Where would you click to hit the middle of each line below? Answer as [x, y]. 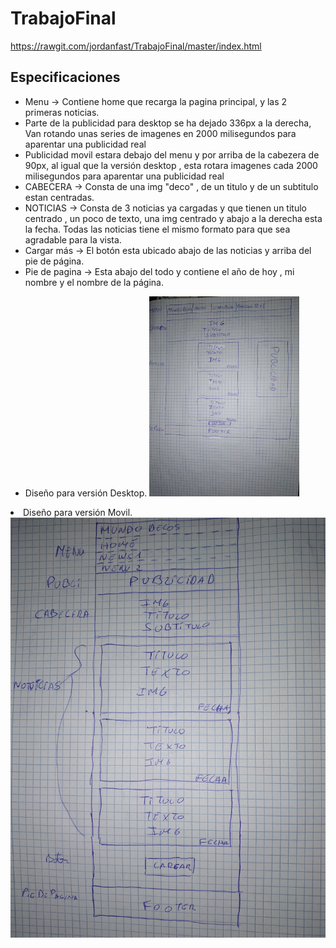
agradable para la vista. [73, 239]
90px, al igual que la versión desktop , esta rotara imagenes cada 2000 [171, 165]
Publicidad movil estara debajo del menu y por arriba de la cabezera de [172, 154]
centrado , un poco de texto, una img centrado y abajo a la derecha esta [173, 218]
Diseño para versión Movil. [78, 512]
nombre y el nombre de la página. [94, 282]
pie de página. [54, 261]
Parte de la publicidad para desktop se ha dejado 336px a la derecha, [168, 123]
